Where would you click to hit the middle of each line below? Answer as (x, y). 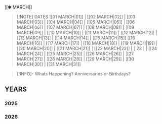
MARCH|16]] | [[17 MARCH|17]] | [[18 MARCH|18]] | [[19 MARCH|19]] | (87, 43)
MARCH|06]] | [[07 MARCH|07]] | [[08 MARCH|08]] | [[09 (75, 27)
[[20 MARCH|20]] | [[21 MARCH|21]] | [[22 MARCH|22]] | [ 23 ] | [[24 (87, 48)
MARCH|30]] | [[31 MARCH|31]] (49, 64)
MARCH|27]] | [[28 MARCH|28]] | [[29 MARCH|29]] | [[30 (75, 59)
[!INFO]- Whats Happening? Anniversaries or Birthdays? (74, 74)
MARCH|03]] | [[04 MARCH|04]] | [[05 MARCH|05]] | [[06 (76, 22)
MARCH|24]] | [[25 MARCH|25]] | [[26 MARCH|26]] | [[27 (75, 54)
